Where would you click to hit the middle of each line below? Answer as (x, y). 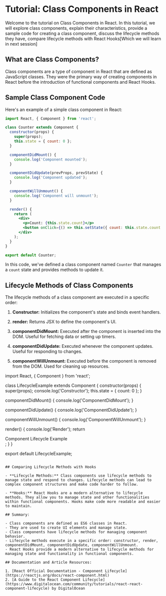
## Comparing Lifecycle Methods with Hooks (51, 467)
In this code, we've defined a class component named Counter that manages (83, 265)
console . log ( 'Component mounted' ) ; (51, 160)
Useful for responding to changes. (47, 352)
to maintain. (19, 506)
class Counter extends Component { (42, 127)
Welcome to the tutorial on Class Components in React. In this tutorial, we (80, 23)
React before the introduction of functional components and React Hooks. (81, 82)
